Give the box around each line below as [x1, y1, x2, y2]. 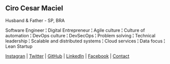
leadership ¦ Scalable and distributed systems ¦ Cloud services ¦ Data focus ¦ [5, 38, 165, 44]
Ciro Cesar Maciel [5, 4, 63, 13]
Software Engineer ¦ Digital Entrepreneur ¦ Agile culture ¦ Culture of [5, 27, 145, 33]
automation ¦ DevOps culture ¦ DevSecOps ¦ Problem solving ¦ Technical [5, 32, 156, 38]
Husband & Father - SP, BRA [5, 17, 65, 23]
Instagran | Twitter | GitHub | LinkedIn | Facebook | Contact [5, 53, 130, 59]
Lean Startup [5, 43, 33, 49]
